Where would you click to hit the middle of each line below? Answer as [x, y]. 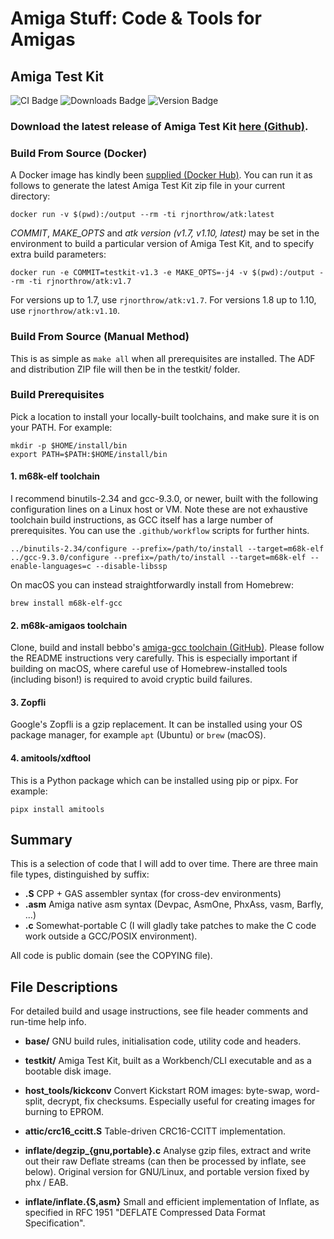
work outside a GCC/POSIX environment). [111, 936]
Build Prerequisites [57, 395]
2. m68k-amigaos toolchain [69, 625]
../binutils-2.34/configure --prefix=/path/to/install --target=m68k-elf [167, 549]
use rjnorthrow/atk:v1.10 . [65, 311]
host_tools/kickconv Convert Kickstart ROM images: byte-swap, [158, 1091]
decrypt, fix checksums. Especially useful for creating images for [181, 1101]
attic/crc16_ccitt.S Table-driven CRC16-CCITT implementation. [155, 1131]
